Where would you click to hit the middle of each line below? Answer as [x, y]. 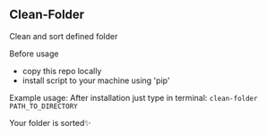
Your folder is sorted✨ [50, 122]
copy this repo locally [62, 71]
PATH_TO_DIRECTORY [43, 106]
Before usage [34, 54]
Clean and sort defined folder [64, 36]
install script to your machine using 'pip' [96, 80]
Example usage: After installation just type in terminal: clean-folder [133, 97]
